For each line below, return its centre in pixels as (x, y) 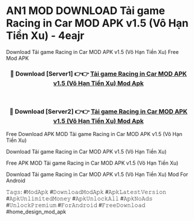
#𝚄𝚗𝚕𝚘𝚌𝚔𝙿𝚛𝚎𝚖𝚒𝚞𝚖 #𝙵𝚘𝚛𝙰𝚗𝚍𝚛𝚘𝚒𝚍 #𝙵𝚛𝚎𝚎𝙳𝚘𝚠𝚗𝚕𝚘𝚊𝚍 (76, 205)
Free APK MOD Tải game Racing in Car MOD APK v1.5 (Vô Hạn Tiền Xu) (92, 163)
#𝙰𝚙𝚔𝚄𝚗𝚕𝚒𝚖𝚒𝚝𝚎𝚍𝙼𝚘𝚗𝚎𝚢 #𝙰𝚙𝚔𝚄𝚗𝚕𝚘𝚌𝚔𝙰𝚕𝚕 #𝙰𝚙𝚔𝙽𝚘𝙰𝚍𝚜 (79, 198)
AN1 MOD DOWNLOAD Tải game (86, 11)
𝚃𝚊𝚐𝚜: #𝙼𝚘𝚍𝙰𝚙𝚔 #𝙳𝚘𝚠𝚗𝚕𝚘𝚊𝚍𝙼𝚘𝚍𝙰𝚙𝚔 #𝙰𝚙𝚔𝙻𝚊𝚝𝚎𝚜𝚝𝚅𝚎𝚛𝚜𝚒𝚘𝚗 (86, 192)
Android (16, 181)
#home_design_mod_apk (36, 212)
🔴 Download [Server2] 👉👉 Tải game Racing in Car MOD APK (98, 111)
